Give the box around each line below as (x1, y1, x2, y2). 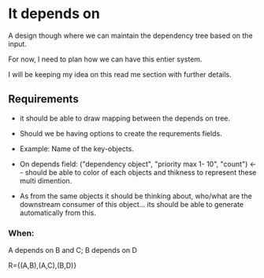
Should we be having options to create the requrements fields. (19, 128, 222, 138)
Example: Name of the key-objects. (19, 143, 134, 154)
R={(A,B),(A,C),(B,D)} (8, 261, 77, 270)
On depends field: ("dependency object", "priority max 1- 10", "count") (19, 159, 248, 169)
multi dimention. (19, 176, 73, 185)
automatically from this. (19, 208, 97, 217)
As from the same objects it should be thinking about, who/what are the (19, 191, 252, 201)
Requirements (8, 92, 79, 106)
